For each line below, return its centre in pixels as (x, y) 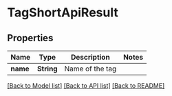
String (47, 69)
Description (90, 57)
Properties (30, 38)
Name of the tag (90, 69)
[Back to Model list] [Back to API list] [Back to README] (86, 86)
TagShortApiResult (63, 13)
